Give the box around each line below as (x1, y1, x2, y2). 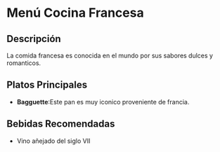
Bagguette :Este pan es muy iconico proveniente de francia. (16, 97, 190, 106)
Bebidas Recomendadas (6, 118, 115, 130)
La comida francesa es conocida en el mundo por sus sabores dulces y (6, 51, 214, 60)
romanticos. (6, 59, 41, 67)
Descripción (6, 33, 61, 45)
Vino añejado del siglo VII (16, 137, 91, 145)
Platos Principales (6, 79, 88, 91)
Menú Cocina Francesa (6, 5, 145, 21)
